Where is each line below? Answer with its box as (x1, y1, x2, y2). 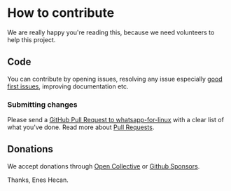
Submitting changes (7, 100, 78, 110)
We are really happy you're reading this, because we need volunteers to (7, 28, 215, 37)
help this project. (7, 35, 56, 44)
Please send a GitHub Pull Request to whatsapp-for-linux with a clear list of (7, 116, 224, 124)
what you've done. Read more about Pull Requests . (7, 123, 155, 131)
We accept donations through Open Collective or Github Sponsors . (7, 162, 200, 170)
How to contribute (7, 5, 115, 21)
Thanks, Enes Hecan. (7, 176, 69, 184)
